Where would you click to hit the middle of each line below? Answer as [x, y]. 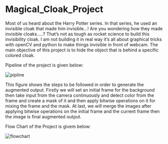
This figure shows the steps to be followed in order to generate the [75, 85]
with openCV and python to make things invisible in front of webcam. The [81, 44]
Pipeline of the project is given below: [44, 65]
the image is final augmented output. [43, 116]
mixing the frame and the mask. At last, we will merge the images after [78, 106]
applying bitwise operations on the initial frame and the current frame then [82, 111]
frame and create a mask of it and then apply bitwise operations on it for [80, 100]
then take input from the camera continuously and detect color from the [80, 95]
